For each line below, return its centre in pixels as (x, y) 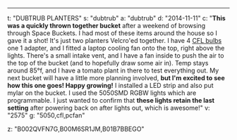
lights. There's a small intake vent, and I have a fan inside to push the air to (116, 56)
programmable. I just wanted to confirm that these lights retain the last (111, 100)
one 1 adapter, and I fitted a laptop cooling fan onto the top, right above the (116, 48)
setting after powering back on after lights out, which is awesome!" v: (109, 108)
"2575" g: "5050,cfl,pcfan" (46, 115)
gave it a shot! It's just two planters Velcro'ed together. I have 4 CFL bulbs (115, 40)
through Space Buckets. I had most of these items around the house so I (112, 33)
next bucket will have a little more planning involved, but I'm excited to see (116, 78)
